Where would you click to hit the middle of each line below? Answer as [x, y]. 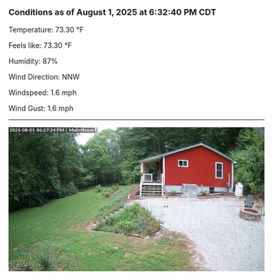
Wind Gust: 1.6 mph [41, 109]
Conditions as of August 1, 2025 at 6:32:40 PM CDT [113, 12]
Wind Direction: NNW [44, 77]
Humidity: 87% [33, 61]
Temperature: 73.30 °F [46, 30]
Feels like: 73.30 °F [40, 45]
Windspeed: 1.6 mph [43, 93]
